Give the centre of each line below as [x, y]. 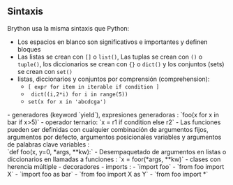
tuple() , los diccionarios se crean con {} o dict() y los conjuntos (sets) [121, 64]
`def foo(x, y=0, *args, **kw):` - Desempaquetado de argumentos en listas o [117, 151]
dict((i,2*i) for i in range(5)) [80, 94]
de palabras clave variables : [48, 144]
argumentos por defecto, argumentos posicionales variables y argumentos [114, 137]
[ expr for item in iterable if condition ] [93, 87]
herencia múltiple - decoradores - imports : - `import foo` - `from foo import [116, 166]
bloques [29, 49]
